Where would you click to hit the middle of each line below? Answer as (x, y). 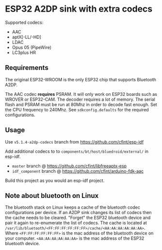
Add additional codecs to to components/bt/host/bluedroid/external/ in (77, 151)
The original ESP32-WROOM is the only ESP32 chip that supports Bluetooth (81, 79)
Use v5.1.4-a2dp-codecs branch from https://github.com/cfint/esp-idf (74, 142)
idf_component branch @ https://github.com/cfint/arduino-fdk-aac (78, 171)
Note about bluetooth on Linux (52, 196)
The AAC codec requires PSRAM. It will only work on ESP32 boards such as (81, 94)
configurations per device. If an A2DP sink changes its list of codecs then (78, 213)
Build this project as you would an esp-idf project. (55, 180)
